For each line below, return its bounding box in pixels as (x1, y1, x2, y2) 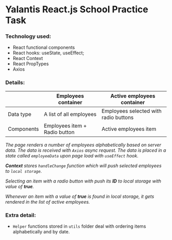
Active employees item (101, 125, 157, 132)
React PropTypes (12, 61, 49, 67)
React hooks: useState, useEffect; (12, 50, 84, 56)
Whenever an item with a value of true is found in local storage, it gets (5, 193, 155, 199)
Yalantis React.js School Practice (5, 4, 148, 15)
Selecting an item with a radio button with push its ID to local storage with (5, 178, 161, 184)
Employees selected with (101, 107, 162, 114)
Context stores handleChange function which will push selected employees (5, 163, 162, 169)
